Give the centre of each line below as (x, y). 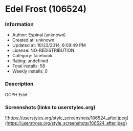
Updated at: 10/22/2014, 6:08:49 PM (49, 45)
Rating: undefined (30, 61)
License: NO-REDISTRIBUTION (43, 50)
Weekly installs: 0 (30, 71)
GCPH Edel (16, 94)
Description (19, 84)
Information (19, 24)
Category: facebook (32, 56)
